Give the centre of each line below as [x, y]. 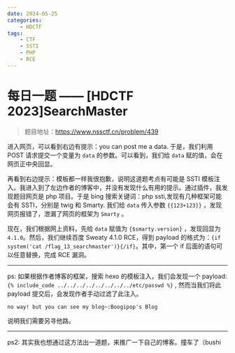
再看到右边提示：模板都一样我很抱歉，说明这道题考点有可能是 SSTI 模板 [111, 178]
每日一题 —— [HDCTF [71, 96]
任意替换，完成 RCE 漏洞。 [52, 254]
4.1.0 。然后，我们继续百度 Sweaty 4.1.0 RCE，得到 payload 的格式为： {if [114, 237]
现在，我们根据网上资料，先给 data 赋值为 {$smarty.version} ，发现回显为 [114, 229]
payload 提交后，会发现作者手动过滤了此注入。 [75, 294]
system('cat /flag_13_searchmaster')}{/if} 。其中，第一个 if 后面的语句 [112, 246]
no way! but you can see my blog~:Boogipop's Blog [83, 307]
